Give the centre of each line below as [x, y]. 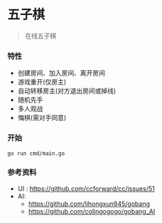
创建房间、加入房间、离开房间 [61, 73]
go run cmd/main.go [36, 153]
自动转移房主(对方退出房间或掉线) [67, 91]
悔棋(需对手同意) [42, 118]
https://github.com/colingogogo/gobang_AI [92, 211]
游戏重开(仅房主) [42, 82]
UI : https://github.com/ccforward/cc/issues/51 [86, 188]
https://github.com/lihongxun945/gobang [89, 204]
